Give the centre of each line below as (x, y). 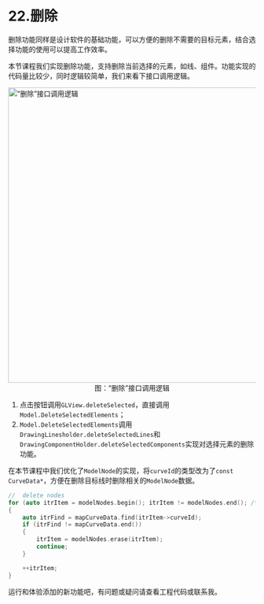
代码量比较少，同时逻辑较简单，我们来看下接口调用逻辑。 (101, 76)
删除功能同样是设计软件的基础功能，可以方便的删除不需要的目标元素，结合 (128, 39)
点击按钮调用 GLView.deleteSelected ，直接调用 (95, 404)
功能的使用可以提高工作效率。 (63, 49)
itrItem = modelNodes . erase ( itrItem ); (100, 539)
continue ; (52, 547)
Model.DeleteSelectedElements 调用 (76, 424)
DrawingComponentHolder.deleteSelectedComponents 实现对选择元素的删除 (137, 444)
